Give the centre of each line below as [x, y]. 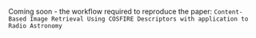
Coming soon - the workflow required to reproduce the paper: [110, 11]
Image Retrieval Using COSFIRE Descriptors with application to [139, 19]
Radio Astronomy [35, 26]
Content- [228, 12]
